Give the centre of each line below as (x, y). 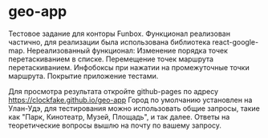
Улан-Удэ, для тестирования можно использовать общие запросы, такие (134, 108)
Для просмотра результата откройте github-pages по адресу (114, 91)
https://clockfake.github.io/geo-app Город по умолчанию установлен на (130, 100)
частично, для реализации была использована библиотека (110, 41)
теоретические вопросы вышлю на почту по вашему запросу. (115, 125)
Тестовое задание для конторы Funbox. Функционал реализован (120, 34)
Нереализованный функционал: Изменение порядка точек (128, 50)
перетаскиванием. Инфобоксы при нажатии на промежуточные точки (129, 67)
